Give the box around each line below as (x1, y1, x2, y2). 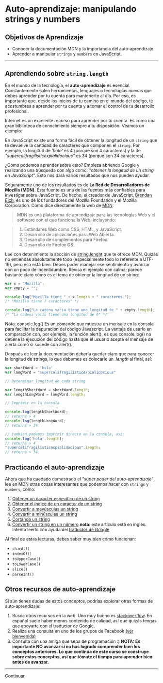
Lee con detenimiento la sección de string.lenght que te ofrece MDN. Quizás (5, 251, 158, 257)
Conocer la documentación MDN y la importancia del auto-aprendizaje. (12, 46, 155, 51)
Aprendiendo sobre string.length (5, 69, 109, 78)
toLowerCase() (12, 562, 41, 567)
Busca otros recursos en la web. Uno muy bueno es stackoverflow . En (12, 612, 152, 619)
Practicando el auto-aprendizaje (5, 463, 105, 471)
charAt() (12, 546, 30, 551)
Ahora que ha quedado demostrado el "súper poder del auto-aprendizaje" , (5, 476, 155, 482)
